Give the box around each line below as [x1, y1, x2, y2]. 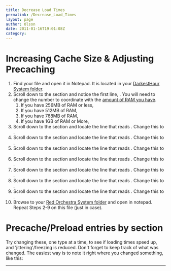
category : [6, 31, 27, 36]
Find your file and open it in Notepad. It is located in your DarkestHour [13, 80, 160, 86]
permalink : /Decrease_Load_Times [6, 12, 77, 17]
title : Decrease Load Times [6, 7, 65, 13]
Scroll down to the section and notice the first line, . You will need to [13, 91, 155, 97]
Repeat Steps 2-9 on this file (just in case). [13, 204, 103, 211]
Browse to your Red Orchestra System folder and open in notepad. [13, 199, 153, 205]
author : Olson [6, 21, 36, 27]
